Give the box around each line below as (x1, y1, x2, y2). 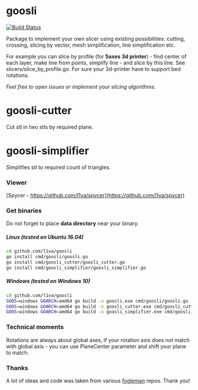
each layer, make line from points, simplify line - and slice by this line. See (6, 59, 186, 66)
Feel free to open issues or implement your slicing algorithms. (6, 83, 156, 90)
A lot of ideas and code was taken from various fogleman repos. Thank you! (6, 377, 190, 384)
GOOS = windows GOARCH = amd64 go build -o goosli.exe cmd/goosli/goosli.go (6, 298, 189, 304)
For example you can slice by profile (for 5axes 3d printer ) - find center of (6, 53, 187, 60)
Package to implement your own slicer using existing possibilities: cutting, (6, 35, 186, 42)
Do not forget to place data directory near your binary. (6, 220, 139, 227)
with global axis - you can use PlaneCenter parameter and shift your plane (6, 343, 187, 350)
